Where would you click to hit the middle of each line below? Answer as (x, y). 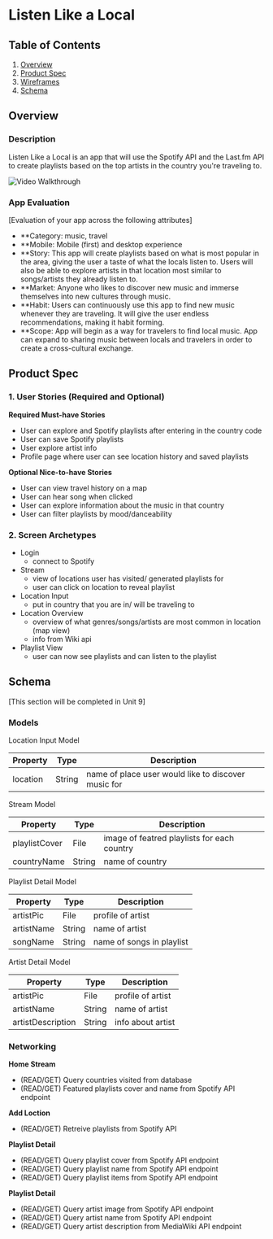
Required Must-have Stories (57, 414)
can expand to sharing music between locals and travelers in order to (136, 339)
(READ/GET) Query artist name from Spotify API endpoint (116, 1218)
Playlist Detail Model (43, 882)
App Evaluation (39, 203)
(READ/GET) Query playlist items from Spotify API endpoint (119, 1178)
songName (33, 942)
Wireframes (40, 82)
